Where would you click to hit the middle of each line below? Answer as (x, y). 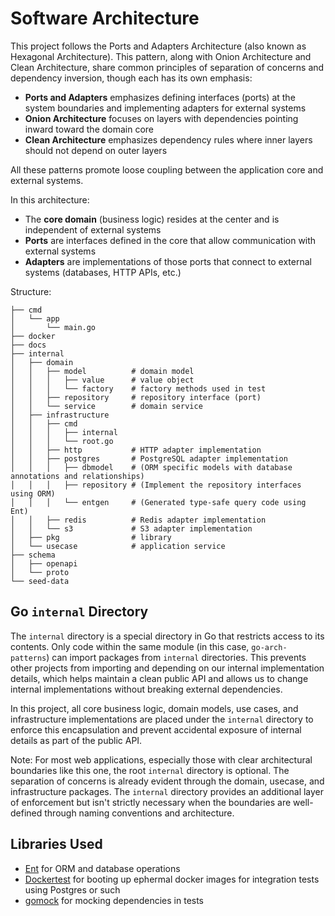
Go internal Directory (79, 612)
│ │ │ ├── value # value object (102, 380)
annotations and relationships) (77, 476)
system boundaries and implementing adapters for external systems (165, 108)
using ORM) (33, 493)
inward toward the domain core (89, 129)
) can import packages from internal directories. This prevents (176, 657)
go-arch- (269, 647)
